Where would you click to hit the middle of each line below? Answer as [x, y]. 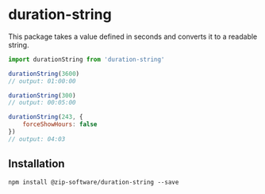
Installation [36, 164]
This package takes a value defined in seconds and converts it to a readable [133, 36]
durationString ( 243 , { [46, 117]
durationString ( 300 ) [42, 95]
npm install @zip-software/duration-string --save [94, 182]
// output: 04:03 [37, 139]
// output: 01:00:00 [42, 81]
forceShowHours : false [60, 124]
